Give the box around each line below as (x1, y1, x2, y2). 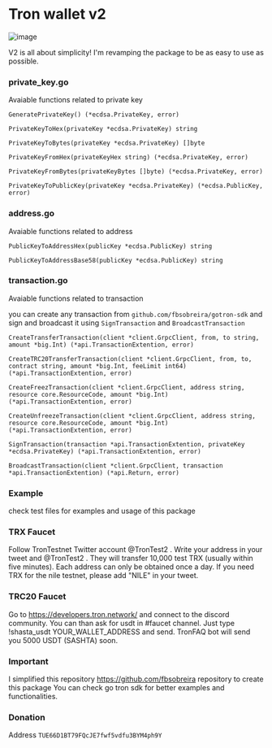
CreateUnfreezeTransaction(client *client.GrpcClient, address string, (8, 411, 256, 420)
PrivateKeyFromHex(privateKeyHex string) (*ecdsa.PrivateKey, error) (8, 154, 249, 162)
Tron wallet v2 (8, 5, 107, 24)
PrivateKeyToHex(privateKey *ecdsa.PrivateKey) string (8, 125, 198, 133)
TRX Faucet (8, 526, 55, 537)
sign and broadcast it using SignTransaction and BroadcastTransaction (8, 318, 245, 328)
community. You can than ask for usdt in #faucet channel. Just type (8, 618, 235, 628)
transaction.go (8, 275, 68, 286)
